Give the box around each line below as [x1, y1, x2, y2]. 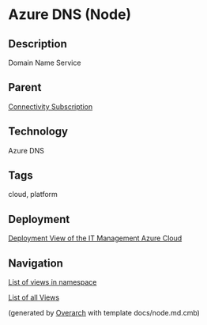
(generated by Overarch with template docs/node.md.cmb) [8, 308, 200, 318]
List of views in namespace [8, 278, 97, 287]
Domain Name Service [8, 58, 81, 67]
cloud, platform [8, 190, 58, 199]
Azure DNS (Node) [8, 6, 132, 24]
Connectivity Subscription [8, 101, 93, 111]
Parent [8, 81, 42, 94]
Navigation [8, 256, 63, 270]
